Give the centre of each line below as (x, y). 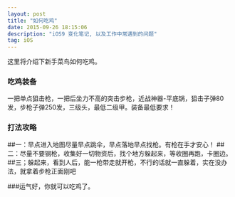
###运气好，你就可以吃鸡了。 (51, 186)
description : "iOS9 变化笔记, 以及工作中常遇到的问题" (82, 34)
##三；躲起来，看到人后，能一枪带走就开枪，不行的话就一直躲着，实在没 (114, 162)
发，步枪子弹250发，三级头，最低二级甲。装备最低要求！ (91, 107)
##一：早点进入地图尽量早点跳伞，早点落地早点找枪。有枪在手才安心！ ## (116, 144)
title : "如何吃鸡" (33, 21)
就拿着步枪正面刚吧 (48, 171)
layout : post (27, 14)
